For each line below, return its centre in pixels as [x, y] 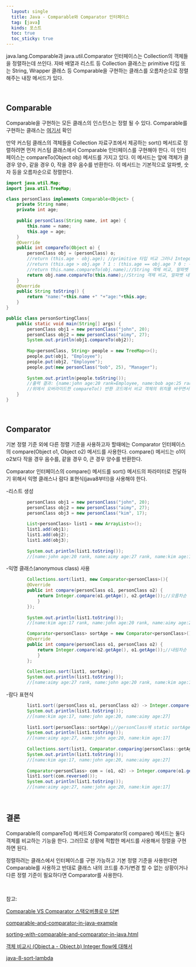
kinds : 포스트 [27, 28]
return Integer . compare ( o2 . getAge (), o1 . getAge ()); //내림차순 [112, 650]
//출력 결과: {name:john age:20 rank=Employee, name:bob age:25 [104, 384]
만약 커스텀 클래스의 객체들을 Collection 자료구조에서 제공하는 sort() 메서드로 [94, 142]
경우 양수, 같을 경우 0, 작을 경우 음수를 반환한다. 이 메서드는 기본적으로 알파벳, [94, 164]
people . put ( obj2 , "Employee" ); [65, 362]
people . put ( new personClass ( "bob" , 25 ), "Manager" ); [92, 367]
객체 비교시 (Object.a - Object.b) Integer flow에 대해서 [69, 946]
